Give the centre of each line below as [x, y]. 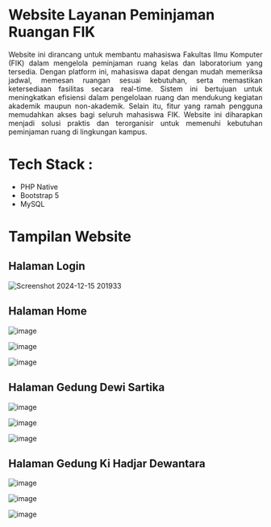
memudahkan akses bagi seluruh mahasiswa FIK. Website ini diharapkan [135, 114]
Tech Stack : [51, 164]
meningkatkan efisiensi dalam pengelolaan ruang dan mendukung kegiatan [135, 97]
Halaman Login [47, 266]
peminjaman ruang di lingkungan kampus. [78, 132]
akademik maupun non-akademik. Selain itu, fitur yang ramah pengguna [135, 106]
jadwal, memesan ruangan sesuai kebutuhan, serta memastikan [135, 80]
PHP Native [39, 187]
